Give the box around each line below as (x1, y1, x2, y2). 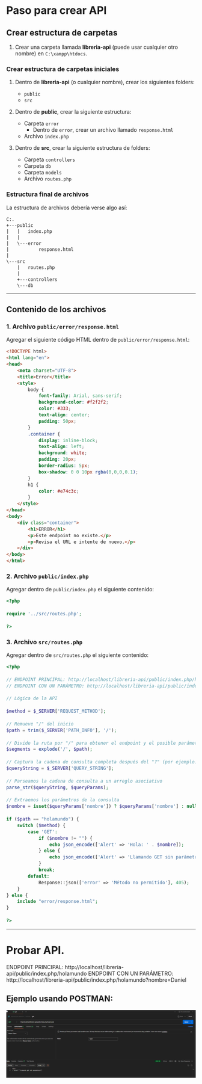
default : (28, 873, 50, 879)
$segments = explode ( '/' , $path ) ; (6, 747, 93, 753)
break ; (38, 867, 55, 873)
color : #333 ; (38, 405, 71, 412)
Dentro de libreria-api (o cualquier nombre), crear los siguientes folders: (14, 79, 195, 86)
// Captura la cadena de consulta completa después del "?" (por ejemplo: (6, 759, 198, 765)
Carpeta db (23, 162, 51, 170)
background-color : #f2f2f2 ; (38, 399, 109, 405)
